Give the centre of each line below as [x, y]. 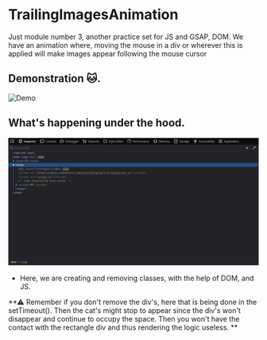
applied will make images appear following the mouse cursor [108, 53]
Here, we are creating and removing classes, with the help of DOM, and [137, 278]
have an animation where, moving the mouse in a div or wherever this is [126, 45]
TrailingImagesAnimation [93, 15]
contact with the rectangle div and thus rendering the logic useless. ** [123, 327]
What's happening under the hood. [97, 123]
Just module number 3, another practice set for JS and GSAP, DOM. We [126, 37]
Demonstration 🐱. [54, 78]
